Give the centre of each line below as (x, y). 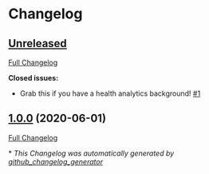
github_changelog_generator (56, 161)
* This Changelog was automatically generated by (91, 153)
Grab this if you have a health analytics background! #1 (110, 93)
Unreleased (38, 43)
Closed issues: (34, 78)
